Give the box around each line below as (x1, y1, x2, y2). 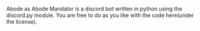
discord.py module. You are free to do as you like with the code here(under (6, 12, 195, 19)
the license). (6, 18, 38, 25)
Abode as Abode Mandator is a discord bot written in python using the (6, 5, 182, 12)
